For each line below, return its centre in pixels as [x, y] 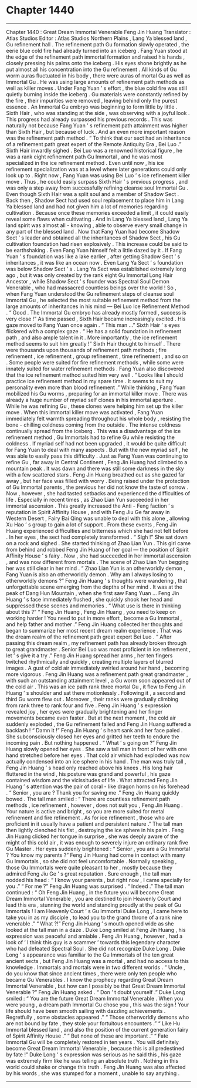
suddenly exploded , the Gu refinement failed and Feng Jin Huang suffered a [98, 724]
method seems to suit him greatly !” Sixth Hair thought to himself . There [93, 343]
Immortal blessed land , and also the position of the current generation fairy [97, 1029]
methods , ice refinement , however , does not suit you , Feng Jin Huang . [94, 805]
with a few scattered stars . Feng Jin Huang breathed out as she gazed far [96, 474]
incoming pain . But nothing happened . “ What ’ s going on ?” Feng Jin [91, 742]
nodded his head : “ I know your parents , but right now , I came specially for [98, 880]
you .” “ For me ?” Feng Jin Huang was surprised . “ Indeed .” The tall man [95, 886]
